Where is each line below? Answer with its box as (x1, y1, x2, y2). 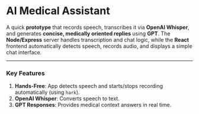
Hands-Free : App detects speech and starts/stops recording (14, 83, 163, 90)
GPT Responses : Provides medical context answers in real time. (14, 102, 172, 109)
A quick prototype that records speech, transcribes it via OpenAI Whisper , (6, 24, 190, 31)
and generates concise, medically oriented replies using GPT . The (6, 30, 171, 37)
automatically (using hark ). (14, 89, 80, 96)
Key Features (6, 69, 46, 77)
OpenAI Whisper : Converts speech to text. (14, 95, 120, 102)
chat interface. (6, 48, 42, 56)
